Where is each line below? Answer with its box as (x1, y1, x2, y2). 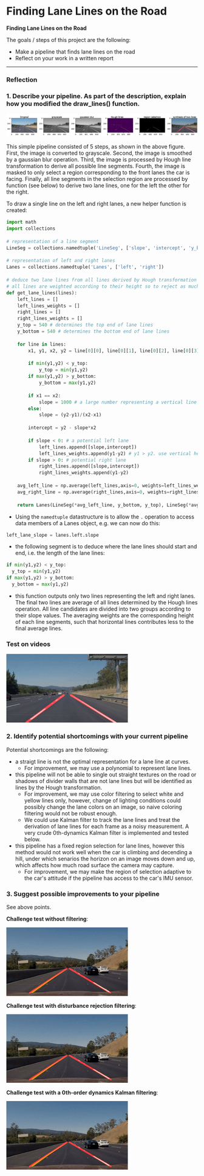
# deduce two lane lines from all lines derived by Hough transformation (6, 277, 197, 283)
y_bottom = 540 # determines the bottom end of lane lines (17, 328, 170, 335)
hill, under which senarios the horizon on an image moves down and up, (15, 855, 195, 862)
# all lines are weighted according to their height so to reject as (6, 283, 186, 289)
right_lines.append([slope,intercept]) (38, 463, 140, 470)
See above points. (6, 903, 52, 910)
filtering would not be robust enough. (24, 809, 117, 817)
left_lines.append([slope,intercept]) (38, 444, 137, 450)
